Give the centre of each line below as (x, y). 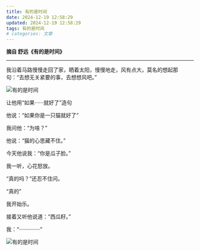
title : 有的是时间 (27, 12)
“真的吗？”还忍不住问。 (35, 179)
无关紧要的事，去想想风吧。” (63, 78)
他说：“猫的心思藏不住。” (36, 141)
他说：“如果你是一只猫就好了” (43, 115)
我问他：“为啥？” (27, 128)
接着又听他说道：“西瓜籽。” (39, 217)
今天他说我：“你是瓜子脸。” (39, 153)
